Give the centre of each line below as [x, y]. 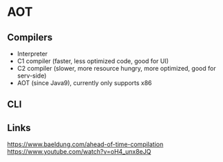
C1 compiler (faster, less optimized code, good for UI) [93, 61]
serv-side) [32, 76]
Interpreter [32, 54]
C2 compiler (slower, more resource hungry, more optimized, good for [116, 68]
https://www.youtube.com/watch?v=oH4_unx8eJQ [79, 152]
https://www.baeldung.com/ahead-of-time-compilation [85, 144]
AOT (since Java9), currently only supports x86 [85, 83]
